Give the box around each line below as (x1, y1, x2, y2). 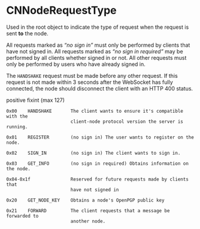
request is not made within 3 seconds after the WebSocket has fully (6, 79, 174, 86)
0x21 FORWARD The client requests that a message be (6, 207, 170, 213)
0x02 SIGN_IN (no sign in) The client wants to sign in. (6, 150, 181, 156)
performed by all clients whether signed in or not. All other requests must (6, 54, 187, 61)
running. (6, 123, 28, 129)
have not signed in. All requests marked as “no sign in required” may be (6, 47, 184, 55)
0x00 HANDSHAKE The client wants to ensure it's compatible (6, 108, 184, 114)
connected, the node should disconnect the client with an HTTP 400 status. (6, 85, 193, 92)
